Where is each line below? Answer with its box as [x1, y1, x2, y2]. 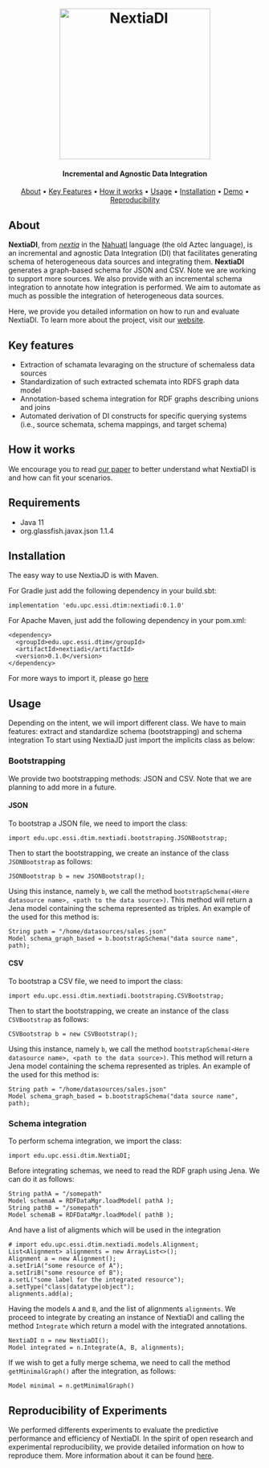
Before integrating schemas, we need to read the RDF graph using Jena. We [8, 1166, 260, 1175]
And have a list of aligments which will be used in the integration [8, 1225, 221, 1235]
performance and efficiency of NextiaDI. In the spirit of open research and [8, 1433, 254, 1443]
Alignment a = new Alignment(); [8, 1255, 116, 1263]
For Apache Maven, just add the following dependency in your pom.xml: [8, 616, 247, 625]
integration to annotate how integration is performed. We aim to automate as [8, 282, 261, 293]
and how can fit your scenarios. [8, 473, 113, 482]
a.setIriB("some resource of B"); [8, 1269, 124, 1277]
